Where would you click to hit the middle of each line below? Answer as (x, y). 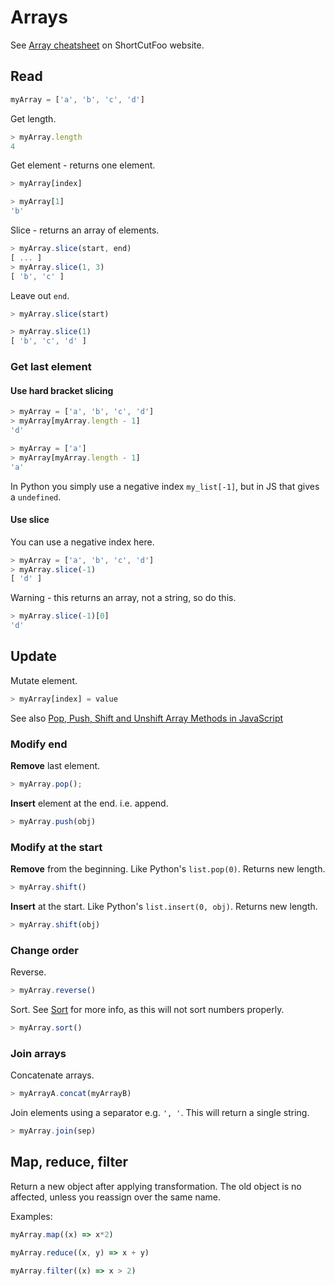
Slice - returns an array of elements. (85, 230)
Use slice (30, 520)
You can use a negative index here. (82, 542)
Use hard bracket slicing (62, 390)
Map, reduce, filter (69, 1162)
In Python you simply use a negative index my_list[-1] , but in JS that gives (165, 486)
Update (34, 656)
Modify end (39, 744)
